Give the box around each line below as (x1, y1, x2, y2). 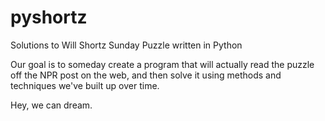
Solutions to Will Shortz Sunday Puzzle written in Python (10, 39, 243, 51)
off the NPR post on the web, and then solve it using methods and (10, 69, 282, 81)
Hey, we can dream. (10, 99, 93, 111)
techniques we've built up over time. (10, 79, 160, 91)
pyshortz (10, 6, 88, 29)
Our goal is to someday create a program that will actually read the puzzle (10, 58, 315, 70)
